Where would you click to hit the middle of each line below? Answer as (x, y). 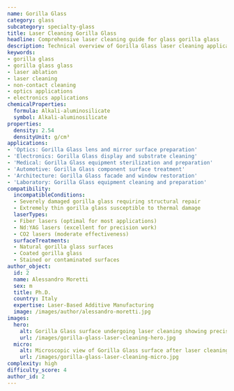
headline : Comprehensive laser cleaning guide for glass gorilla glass (113, 40)
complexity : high (32, 364)
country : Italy (36, 299)
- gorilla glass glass (40, 66)
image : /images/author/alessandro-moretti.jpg (82, 312)
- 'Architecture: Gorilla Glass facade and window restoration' (102, 176)
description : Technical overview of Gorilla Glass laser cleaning (106, 46)
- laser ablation (32, 72)
